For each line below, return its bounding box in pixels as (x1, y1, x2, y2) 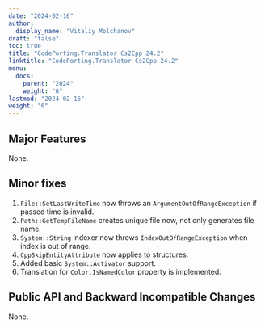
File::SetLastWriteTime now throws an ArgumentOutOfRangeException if (19, 198, 257, 208)
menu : (8, 65, 27, 73)
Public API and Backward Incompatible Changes (8, 290, 256, 304)
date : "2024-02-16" (8, 11, 74, 20)
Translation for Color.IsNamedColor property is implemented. (19, 267, 222, 276)
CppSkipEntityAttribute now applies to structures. (19, 250, 189, 259)
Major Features (8, 132, 86, 145)
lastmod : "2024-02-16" (8, 95, 85, 103)
